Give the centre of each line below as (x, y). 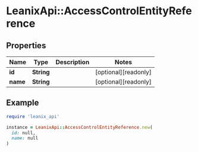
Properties (26, 45)
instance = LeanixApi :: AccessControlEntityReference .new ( (79, 127)
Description (73, 62)
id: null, (23, 133)
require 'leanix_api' (33, 116)
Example (23, 103)
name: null (25, 138)
